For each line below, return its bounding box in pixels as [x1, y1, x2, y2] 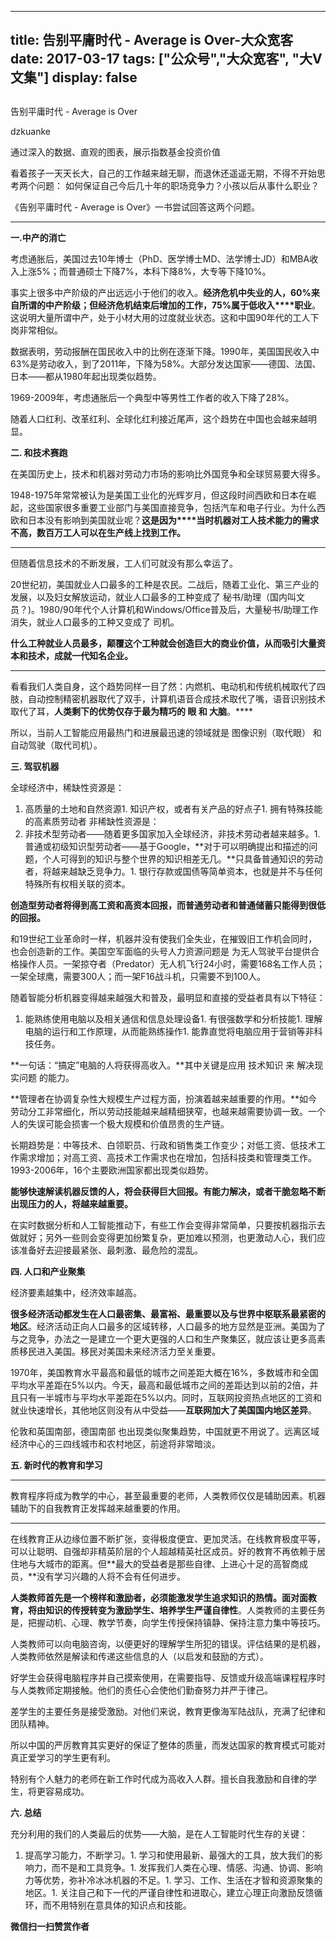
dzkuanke [10, 125, 51, 137]
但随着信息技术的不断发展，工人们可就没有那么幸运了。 [10, 557, 238, 569]
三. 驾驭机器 [10, 760, 60, 772]
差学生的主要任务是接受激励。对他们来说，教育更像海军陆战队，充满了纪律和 [10, 1705, 326, 1717]
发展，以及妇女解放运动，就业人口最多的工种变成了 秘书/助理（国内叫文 [10, 591, 305, 603]
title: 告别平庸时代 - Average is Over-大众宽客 [10, 32, 294, 49]
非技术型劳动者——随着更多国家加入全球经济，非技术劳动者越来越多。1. [24, 827, 321, 840]
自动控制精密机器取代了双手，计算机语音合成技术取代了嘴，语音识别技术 [27, 692, 326, 705]
